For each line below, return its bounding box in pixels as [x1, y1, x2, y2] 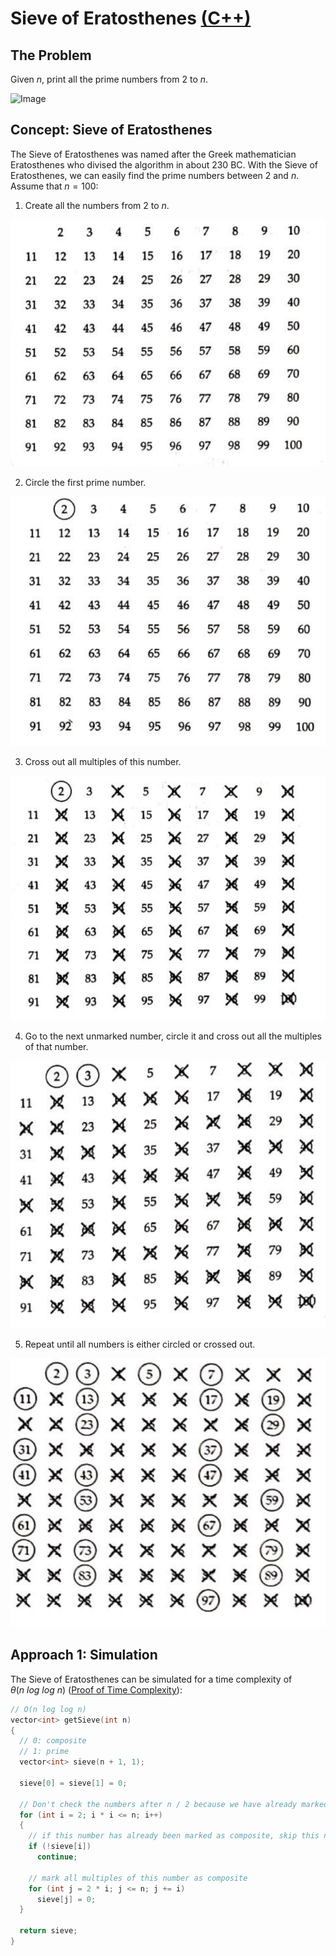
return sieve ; [19, 1926, 78, 1936]
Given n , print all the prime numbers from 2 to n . [10, 73, 209, 85]
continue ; [36, 1852, 78, 1862]
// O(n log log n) [10, 1704, 87, 1714]
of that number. [24, 1041, 89, 1053]
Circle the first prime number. [24, 476, 147, 488]
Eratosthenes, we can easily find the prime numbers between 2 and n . [10, 169, 300, 181]
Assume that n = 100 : [10, 180, 99, 192]
